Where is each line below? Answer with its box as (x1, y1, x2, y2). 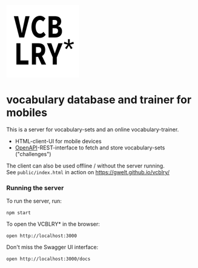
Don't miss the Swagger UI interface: (6, 244, 99, 251)
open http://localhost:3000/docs (6, 256, 91, 262)
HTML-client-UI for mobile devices (15, 137, 102, 145)
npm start (6, 210, 31, 216)
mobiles (6, 106, 47, 120)
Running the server (6, 183, 64, 192)
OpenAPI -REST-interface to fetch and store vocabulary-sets (15, 144, 165, 151)
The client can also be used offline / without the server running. (6, 162, 165, 169)
